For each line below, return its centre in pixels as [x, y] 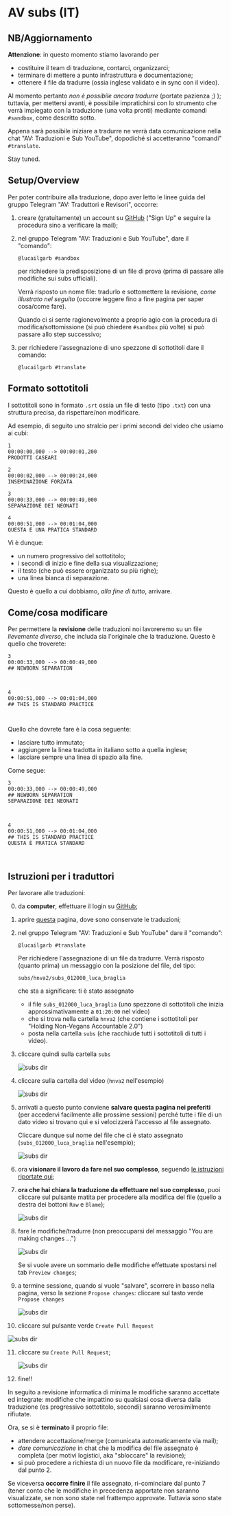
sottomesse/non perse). [42, 1505]
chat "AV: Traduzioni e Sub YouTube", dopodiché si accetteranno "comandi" [115, 138]
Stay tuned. [24, 159]
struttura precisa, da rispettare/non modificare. [74, 412]
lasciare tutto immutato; [51, 743]
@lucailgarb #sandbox [48, 258]
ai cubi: [18, 433]
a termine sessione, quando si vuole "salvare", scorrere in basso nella [116, 1286]
